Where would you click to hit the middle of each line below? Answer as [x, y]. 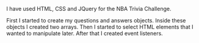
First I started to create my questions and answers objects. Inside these [96, 20]
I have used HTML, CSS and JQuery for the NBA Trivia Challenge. [89, 9]
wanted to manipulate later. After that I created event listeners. [85, 33]
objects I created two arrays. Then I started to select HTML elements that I [100, 27]
